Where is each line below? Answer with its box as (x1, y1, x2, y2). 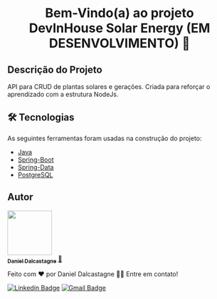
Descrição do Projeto (7, 63, 102, 75)
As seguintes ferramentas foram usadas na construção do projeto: (7, 134, 202, 142)
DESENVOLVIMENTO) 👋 (48, 36, 191, 51)
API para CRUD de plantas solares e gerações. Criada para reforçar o (7, 83, 211, 90)
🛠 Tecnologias (7, 112, 75, 124)
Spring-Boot (17, 155, 54, 164)
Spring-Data (17, 162, 54, 172)
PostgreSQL (17, 170, 53, 179)
